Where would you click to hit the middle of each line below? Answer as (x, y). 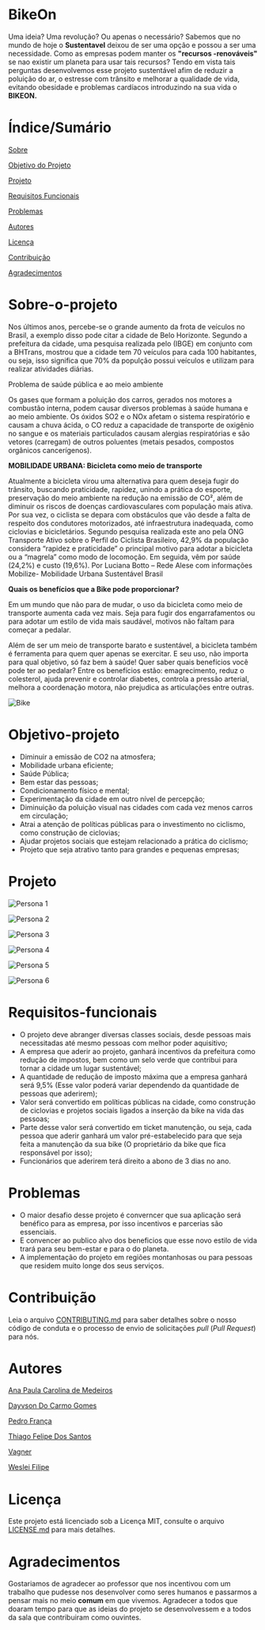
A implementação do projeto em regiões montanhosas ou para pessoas (136, 1257)
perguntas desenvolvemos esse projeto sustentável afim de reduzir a (121, 70)
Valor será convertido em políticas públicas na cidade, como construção (137, 1101)
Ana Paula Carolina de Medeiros (61, 1390)
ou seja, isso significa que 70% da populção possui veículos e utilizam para (131, 360)
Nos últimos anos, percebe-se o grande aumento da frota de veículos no (127, 326)
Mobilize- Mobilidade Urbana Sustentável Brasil (86, 574)
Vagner (20, 1452)
